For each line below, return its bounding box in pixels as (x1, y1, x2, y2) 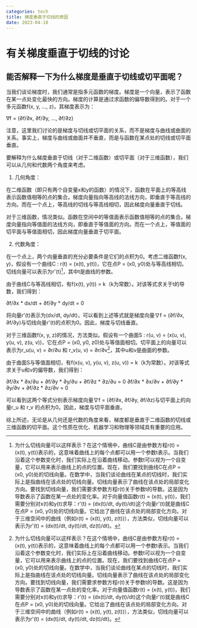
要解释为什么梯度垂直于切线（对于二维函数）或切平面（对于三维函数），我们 (6, 154, 189, 161)
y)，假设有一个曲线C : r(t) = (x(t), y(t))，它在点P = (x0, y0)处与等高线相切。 (6, 261, 187, 268)
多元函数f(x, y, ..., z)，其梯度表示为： (6, 103, 96, 110)
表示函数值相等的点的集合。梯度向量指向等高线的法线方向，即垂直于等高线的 (6, 194, 191, 201)
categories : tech (6, 8, 49, 15)
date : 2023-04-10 (6, 19, 49, 25)
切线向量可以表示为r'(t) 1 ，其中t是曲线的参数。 (6, 267, 116, 275)
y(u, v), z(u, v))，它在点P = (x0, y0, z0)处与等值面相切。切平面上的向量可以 (6, 339, 187, 346)
